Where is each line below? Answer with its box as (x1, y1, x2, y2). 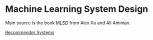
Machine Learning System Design (5, 3, 148, 15)
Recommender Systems (5, 29, 54, 35)
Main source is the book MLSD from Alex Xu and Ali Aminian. (5, 20, 131, 26)
